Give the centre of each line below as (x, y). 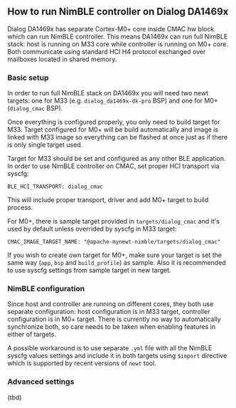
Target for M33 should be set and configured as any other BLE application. (117, 159)
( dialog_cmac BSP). (35, 108)
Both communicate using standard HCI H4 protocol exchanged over (107, 51)
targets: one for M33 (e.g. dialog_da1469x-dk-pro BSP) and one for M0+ (113, 101)
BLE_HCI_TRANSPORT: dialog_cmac (55, 187)
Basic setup (28, 78)
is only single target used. (45, 145)
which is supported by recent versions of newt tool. (82, 363)
